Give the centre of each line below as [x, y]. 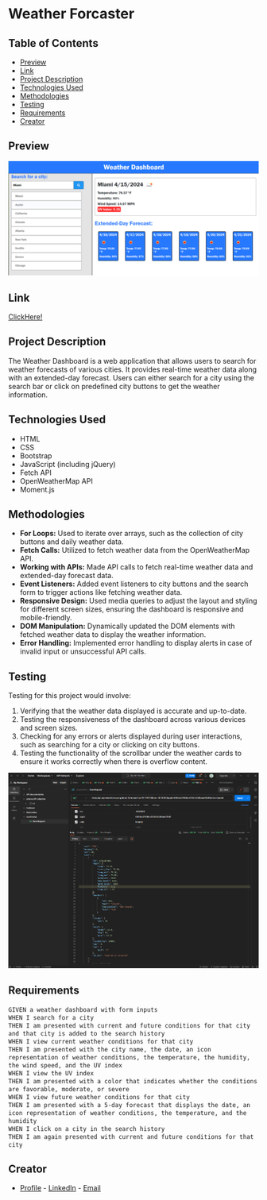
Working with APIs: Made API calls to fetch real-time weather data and [136, 567]
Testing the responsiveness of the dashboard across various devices [133, 720]
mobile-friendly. [46, 618]
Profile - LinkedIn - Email [60, 1188]
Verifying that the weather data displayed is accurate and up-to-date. [133, 711]
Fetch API [35, 473]
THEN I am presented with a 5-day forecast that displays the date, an [129, 1105]
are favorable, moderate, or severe [69, 1089]
